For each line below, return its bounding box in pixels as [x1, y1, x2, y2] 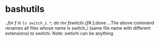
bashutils [5, 3, 45, 15]
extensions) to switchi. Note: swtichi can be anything [5, 30, 113, 36]
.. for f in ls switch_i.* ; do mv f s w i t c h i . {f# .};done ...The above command [5, 20, 155, 26]
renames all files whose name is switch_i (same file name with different [5, 25, 151, 31]
